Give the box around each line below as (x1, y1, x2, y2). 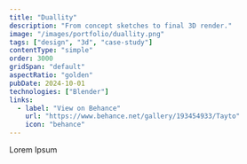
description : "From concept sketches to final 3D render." (9, 21, 233, 30)
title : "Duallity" (9, 12, 77, 22)
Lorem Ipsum (9, 144, 58, 155)
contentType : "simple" (9, 46, 93, 55)
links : (9, 95, 34, 105)
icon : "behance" (25, 121, 86, 129)
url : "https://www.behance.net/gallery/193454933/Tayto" (25, 112, 241, 121)
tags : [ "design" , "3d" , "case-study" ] (9, 37, 153, 47)
